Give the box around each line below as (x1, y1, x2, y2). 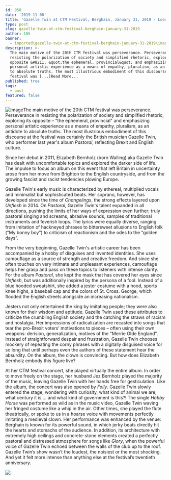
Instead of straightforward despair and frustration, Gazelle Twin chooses (5, 336, 158, 342)
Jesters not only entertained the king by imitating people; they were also (5, 304, 157, 310)
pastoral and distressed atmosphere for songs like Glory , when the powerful (5, 438, 165, 444)
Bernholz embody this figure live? (5, 358, 76, 364)
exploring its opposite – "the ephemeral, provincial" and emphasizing (5, 118, 150, 124)
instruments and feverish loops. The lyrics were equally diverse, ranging (5, 219, 157, 225)
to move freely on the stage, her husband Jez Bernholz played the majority (5, 373, 162, 379)
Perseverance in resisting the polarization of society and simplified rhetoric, (5, 112, 164, 118)
